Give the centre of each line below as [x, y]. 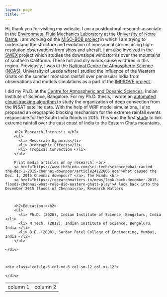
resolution [15, 50]
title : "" [15, 14]
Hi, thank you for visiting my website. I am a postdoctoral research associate [83, 28]
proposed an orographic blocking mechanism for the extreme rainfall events [83, 112]
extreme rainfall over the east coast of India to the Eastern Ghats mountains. [83, 123]
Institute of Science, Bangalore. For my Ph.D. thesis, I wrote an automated [81, 96]
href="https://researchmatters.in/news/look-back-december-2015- [90, 180]
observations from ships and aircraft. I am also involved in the [90, 50]
